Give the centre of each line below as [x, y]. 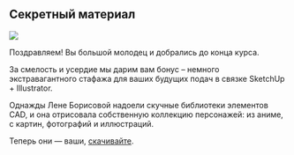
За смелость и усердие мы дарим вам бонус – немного [114, 69]
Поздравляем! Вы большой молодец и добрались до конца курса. [134, 52]
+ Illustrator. [31, 88]
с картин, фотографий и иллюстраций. [82, 123]
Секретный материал [72, 15]
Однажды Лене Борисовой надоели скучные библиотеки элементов [139, 105]
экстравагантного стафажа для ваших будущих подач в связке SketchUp [147, 78]
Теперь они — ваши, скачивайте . [72, 141]
